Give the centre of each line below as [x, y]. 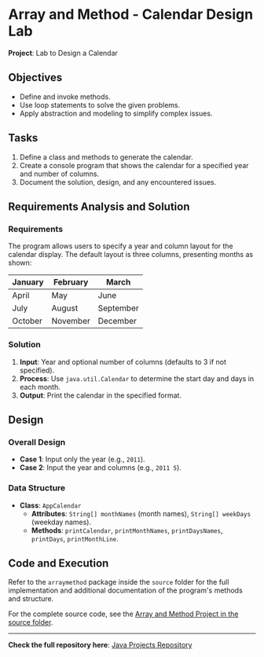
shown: [20, 263]
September [118, 308]
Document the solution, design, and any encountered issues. [118, 182]
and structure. [31, 599]
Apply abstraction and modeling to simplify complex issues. [116, 113]
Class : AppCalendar [50, 505]
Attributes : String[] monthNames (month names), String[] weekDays [141, 513]
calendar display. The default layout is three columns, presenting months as [131, 255]
